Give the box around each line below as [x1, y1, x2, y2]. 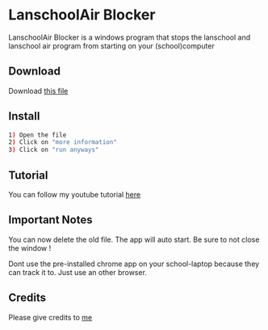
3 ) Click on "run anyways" [8, 146, 99, 154]
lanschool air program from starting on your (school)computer [8, 40, 216, 50]
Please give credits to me [8, 312, 93, 322]
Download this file [8, 86, 69, 95]
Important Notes [8, 213, 93, 227]
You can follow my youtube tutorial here [8, 190, 141, 199]
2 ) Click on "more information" [8, 138, 117, 146]
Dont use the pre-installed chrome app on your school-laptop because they [8, 259, 260, 269]
